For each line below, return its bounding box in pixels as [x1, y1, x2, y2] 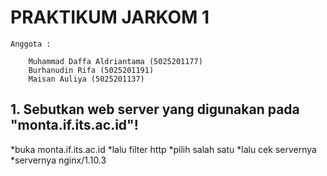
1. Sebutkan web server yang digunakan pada [10, 101, 300, 118]
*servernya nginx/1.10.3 [10, 154, 107, 166]
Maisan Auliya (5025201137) [28, 74, 145, 84]
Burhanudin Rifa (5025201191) [28, 65, 155, 75]
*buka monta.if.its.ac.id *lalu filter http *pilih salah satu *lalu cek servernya [10, 143, 317, 155]
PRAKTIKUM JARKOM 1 [10, 6, 210, 29]
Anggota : [10, 39, 52, 49]
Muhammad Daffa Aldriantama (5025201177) [28, 56, 203, 66]
